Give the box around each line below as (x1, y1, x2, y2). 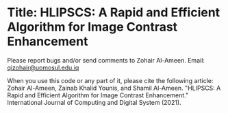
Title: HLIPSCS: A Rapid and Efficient (7, 5, 220, 20)
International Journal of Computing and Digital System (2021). (7, 98, 181, 106)
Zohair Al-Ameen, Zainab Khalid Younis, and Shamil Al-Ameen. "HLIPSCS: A (7, 84, 221, 92)
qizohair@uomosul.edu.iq (7, 63, 79, 71)
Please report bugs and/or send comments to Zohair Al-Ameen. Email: (7, 56, 205, 64)
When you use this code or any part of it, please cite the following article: (7, 76, 214, 84)
